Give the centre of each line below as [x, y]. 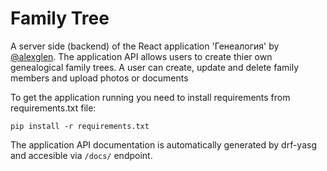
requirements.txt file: [53, 108]
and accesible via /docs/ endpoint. [81, 155]
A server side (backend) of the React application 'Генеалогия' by [145, 46]
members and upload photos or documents [99, 78]
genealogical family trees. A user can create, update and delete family [155, 67]
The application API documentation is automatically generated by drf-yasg [163, 144]
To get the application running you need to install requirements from [150, 97]
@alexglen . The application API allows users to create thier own [141, 56]
